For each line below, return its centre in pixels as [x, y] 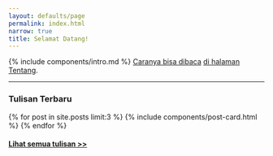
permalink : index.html [47, 24]
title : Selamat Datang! [49, 39]
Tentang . [23, 71]
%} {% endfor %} [38, 125]
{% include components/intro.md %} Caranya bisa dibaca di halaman [124, 62]
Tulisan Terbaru [40, 99]
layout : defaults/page [47, 16]
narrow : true [30, 31]
